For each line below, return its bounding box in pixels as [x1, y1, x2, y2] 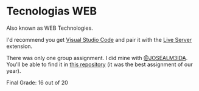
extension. [6, 42, 33, 50]
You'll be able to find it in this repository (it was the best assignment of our [6, 61, 193, 68]
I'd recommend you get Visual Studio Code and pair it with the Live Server [6, 36, 192, 43]
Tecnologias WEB [6, 4, 97, 18]
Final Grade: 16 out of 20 [6, 79, 68, 86]
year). [6, 67, 21, 74]
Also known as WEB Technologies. [6, 24, 93, 32]
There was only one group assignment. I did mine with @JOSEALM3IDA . [6, 54, 188, 61]
